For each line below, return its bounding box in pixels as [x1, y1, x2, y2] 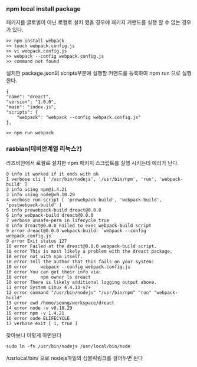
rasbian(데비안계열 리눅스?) [6, 145, 83, 153]
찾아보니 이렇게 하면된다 [6, 332, 62, 339]
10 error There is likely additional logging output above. [6, 279, 157, 285]
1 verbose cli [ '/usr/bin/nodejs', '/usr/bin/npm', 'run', [6, 176, 157, 182]
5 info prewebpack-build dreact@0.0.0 [6, 207, 101, 213]
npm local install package [6, 5, 81, 13]
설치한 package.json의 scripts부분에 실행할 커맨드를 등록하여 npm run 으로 [6, 70, 181, 77]
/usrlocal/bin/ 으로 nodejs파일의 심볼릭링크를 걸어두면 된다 [6, 354, 143, 361]
